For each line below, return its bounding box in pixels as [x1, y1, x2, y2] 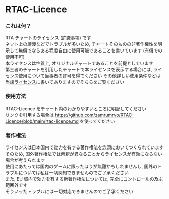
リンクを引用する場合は [5, 112, 54, 118]
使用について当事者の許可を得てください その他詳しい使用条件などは [18, 73, 161, 79]
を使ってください [80, 118, 115, 124]
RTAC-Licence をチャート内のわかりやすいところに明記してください [5, 105, 147, 112]
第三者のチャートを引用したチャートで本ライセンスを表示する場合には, [5, 67, 152, 73]
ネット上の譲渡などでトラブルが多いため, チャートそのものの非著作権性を [5, 41, 158, 47]
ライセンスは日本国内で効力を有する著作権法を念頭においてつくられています [5, 144, 164, 151]
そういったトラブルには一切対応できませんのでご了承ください [5, 188, 134, 195]
